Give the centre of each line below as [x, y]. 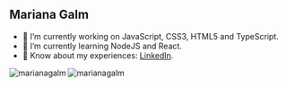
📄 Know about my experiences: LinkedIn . [98, 55]
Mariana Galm [49, 15]
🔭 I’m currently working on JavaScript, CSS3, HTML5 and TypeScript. [151, 36]
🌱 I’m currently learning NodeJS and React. [102, 46]
